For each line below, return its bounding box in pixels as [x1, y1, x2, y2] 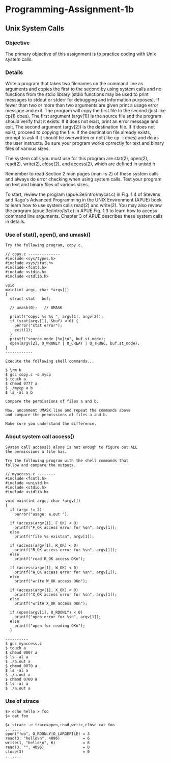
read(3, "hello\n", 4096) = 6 [5, 736, 90, 741]
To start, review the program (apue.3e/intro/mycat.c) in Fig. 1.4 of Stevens [5, 191, 160, 197]
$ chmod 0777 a [5, 381, 38, 386]
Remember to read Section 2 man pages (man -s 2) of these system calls [5, 171, 159, 177]
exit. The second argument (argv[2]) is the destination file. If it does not [5, 124, 155, 130]
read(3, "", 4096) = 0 [5, 745, 90, 750]
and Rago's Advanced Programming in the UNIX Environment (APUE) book [5, 197, 162, 203]
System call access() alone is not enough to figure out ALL [5, 445, 138, 450]
